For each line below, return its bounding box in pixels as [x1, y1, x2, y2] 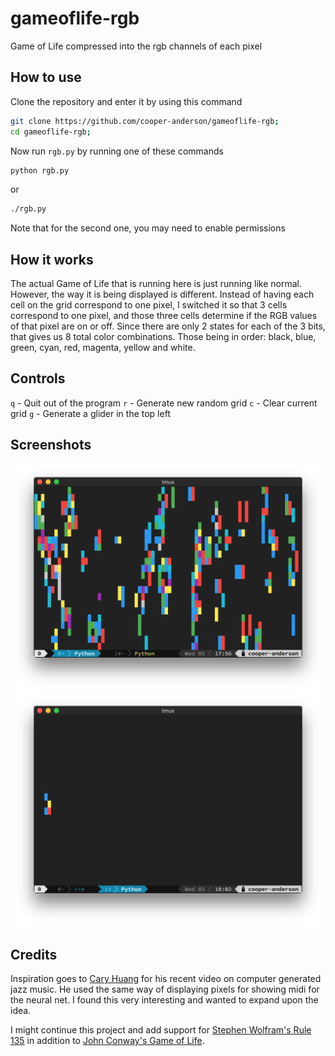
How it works [10, 251, 94, 268]
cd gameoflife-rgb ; [10, 127, 92, 137]
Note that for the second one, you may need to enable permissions [10, 222, 286, 234]
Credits [10, 946, 58, 963]
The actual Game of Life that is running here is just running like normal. [10, 278, 303, 290]
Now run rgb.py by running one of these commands [10, 145, 224, 157]
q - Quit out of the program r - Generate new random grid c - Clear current [10, 397, 318, 409]
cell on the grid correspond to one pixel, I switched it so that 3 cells [10, 299, 288, 311]
